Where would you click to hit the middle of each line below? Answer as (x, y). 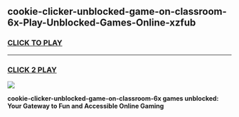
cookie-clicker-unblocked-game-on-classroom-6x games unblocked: (113, 98)
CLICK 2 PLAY (32, 69)
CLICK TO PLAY (35, 43)
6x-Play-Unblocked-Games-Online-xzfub (102, 23)
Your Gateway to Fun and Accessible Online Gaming (86, 106)
